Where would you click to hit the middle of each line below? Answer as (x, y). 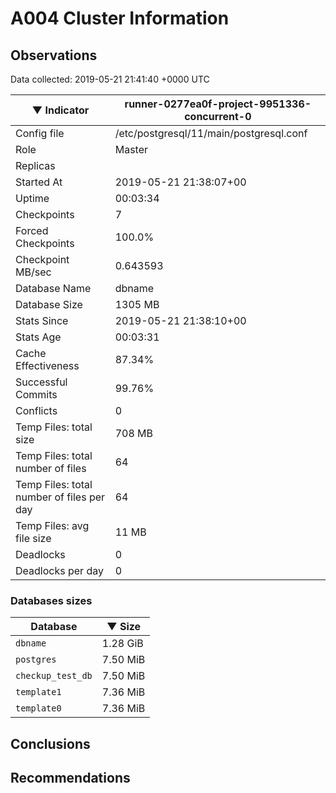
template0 (38, 708)
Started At (39, 182)
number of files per (60, 497)
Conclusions (50, 743)
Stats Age (38, 337)
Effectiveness (47, 365)
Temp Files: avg (52, 525)
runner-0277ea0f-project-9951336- (218, 104)
